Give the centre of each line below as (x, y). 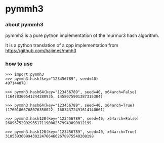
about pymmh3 (25, 25)
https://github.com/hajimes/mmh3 (41, 51)
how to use (19, 64)
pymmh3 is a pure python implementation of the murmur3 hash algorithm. (82, 35)
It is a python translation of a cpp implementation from (62, 45)
